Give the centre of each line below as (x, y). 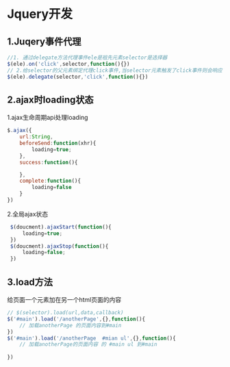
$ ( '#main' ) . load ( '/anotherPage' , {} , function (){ (76, 319)
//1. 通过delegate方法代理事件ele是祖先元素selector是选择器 (87, 58)
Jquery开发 (40, 14)
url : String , (36, 137)
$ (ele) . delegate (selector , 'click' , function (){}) (78, 77)
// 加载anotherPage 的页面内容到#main (71, 325)
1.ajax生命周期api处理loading (48, 118)
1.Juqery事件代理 (44, 41)
